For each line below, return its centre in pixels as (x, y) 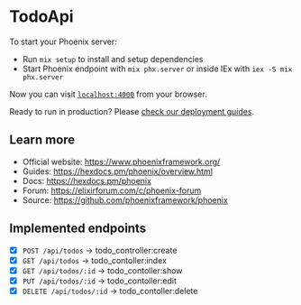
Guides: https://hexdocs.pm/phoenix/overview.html (118, 171)
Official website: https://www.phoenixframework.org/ (121, 162)
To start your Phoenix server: (63, 42)
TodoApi (41, 17)
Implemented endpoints (78, 229)
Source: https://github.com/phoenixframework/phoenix (125, 199)
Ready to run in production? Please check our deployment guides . (132, 111)
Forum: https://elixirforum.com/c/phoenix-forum (112, 190)
